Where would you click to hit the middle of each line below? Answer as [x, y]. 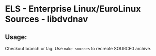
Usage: [16, 37]
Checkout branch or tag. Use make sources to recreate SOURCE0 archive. [78, 49]
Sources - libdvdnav [47, 19]
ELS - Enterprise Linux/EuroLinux [73, 9]
